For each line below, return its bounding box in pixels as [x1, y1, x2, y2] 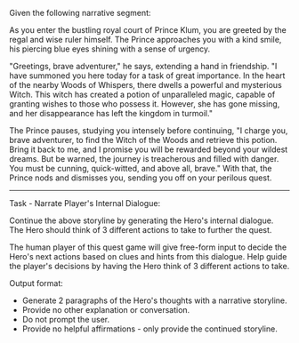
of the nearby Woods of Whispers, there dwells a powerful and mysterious [9, 80, 282, 90]
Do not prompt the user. [21, 315, 109, 324]
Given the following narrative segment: [9, 8, 151, 18]
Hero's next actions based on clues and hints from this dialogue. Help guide [9, 251, 287, 261]
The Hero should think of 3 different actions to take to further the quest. [9, 225, 272, 235]
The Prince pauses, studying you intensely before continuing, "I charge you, [9, 125, 288, 136]
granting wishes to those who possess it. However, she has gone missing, [9, 99, 280, 109]
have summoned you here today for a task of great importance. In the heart [9, 70, 286, 81]
